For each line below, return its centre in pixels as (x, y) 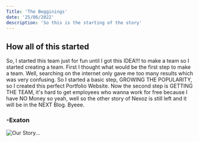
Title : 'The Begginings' (37, 12)
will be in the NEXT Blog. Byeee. (45, 105)
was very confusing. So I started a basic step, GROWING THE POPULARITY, (99, 80)
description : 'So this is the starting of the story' (74, 22)
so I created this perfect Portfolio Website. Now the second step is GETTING (99, 86)
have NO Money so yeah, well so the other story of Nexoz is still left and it (97, 99)
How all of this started (48, 46)
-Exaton (18, 120)
